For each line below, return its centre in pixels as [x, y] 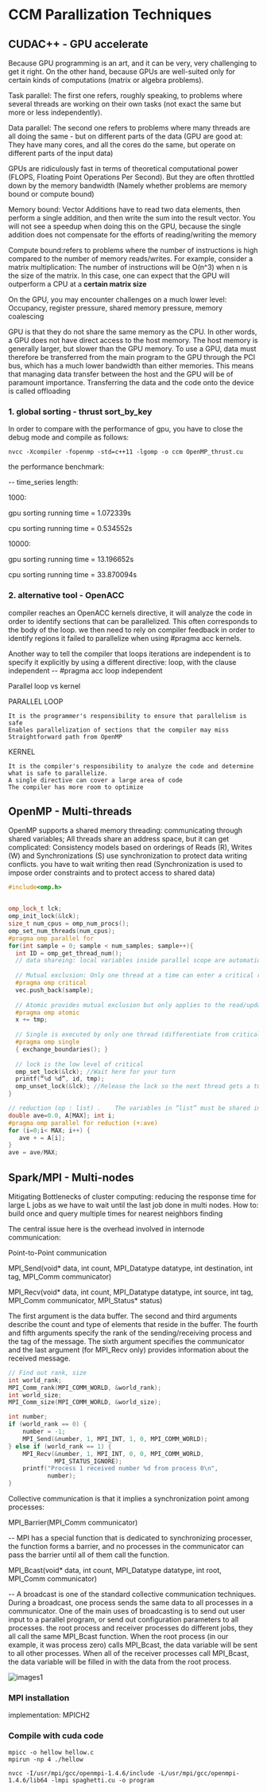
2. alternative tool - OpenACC [66, 595]
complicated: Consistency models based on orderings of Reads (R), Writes [130, 847]
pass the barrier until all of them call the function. [89, 1555]
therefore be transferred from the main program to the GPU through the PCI [132, 357]
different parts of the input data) [61, 153]
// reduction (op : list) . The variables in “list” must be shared [129, 1108]
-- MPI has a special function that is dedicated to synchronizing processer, [130, 1538]
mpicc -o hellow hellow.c [51, 1752]
